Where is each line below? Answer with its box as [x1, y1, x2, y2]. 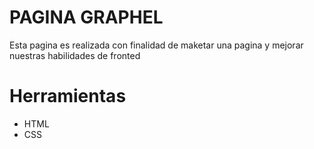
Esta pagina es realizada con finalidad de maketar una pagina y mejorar [9, 39, 304, 51]
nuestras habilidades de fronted [9, 49, 141, 61]
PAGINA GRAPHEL [9, 6, 164, 29]
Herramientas [9, 85, 127, 108]
